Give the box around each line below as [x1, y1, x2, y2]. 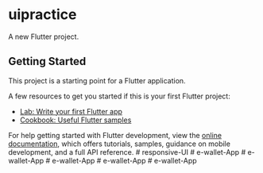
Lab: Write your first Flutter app [19, 106, 123, 116]
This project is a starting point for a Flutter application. [8, 75, 186, 85]
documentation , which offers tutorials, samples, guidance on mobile [8, 139, 230, 148]
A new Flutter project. [8, 32, 79, 41]
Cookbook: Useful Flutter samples [19, 115, 132, 125]
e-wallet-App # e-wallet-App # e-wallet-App [52, 156, 197, 165]
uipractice [8, 6, 77, 24]
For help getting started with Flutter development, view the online [8, 130, 222, 140]
